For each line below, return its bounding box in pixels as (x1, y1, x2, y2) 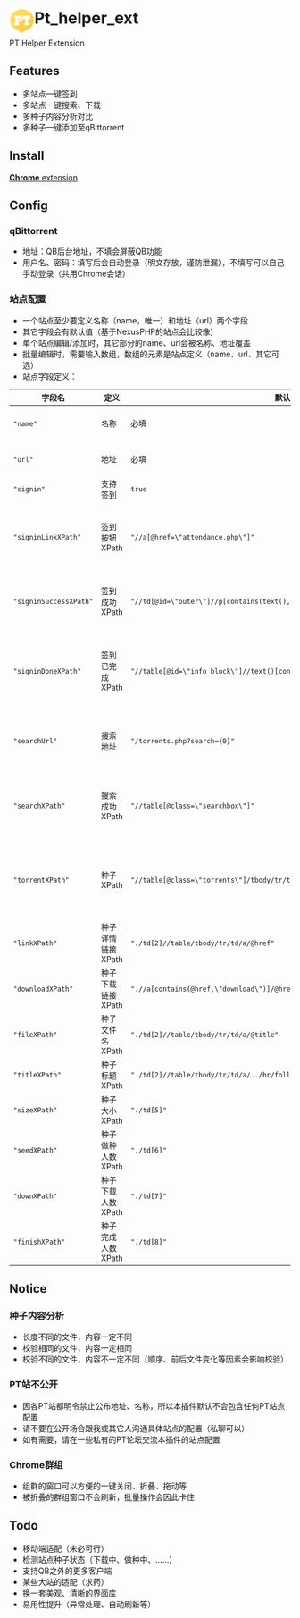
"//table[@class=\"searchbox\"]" (130, 801, 255, 810)
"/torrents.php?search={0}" (130, 737, 235, 746)
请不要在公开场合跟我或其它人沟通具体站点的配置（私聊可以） (21, 1422, 250, 1433)
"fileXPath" (12, 1031, 58, 1040)
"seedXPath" (12, 1145, 58, 1155)
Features (9, 63, 60, 79)
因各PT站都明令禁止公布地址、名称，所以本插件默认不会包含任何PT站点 (21, 1400, 286, 1411)
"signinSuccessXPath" (12, 597, 94, 606)
